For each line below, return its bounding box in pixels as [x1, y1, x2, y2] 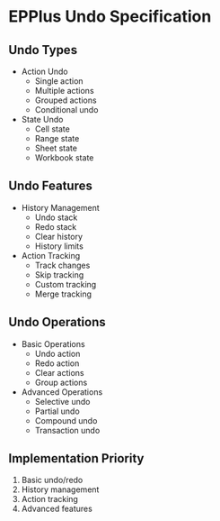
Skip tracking [34, 269, 84, 280]
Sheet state [34, 142, 78, 153]
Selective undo [34, 396, 91, 407]
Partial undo [34, 406, 80, 416]
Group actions [34, 377, 88, 388]
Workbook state [34, 152, 94, 163]
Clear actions [34, 367, 84, 378]
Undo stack [34, 212, 78, 223]
